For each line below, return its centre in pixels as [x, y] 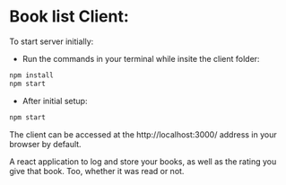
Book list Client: [69, 17]
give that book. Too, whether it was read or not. [97, 171]
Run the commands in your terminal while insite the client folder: [141, 58]
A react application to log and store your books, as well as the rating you [143, 161]
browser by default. [46, 144]
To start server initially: [52, 41]
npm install [31, 75]
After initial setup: [55, 101]
